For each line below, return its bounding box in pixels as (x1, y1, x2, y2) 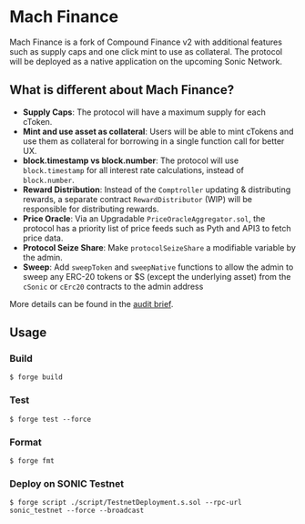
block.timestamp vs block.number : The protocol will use (22, 155, 239, 166)
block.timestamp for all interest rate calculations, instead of (22, 164, 244, 175)
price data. (22, 232, 64, 243)
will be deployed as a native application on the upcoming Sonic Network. (9, 56, 282, 67)
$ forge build (9, 373, 64, 382)
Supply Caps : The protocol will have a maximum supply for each (22, 107, 266, 118)
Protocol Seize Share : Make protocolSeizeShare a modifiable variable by (22, 241, 296, 252)
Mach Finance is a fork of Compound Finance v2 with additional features (9, 36, 282, 47)
